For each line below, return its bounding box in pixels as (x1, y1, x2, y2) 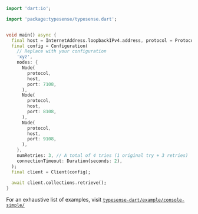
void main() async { (6, 32, 57, 38)
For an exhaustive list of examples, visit (6, 196, 102, 203)
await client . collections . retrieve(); (11, 180, 107, 186)
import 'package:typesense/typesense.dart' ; (6, 16, 117, 22)
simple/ (6, 202, 25, 209)
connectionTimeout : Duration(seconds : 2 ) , (16, 158, 123, 164)
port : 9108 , (27, 136, 57, 142)
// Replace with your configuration (16, 48, 107, 54)
